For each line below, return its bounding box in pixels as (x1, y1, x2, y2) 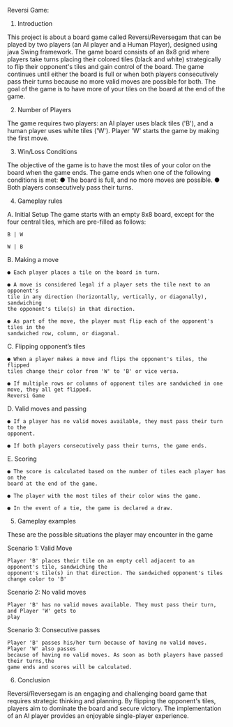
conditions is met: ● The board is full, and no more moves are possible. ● (7, 176, 220, 184)
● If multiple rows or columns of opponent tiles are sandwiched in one (7, 380, 223, 387)
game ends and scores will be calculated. (7, 664, 133, 671)
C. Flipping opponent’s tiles (7, 342, 86, 351)
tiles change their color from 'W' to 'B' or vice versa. (7, 368, 179, 375)
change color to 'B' (7, 576, 68, 583)
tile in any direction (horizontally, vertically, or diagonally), (7, 293, 208, 300)
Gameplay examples (17, 517, 77, 525)
